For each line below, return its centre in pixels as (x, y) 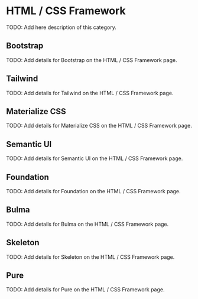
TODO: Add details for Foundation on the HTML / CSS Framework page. (94, 191)
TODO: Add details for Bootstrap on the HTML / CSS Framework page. (92, 60)
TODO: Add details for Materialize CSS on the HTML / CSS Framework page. (99, 126)
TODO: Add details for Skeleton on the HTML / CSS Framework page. (90, 257)
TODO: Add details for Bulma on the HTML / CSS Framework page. (87, 224)
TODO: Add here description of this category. (61, 27)
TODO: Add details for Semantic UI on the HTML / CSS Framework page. (95, 158)
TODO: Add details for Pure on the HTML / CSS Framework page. (85, 290)
